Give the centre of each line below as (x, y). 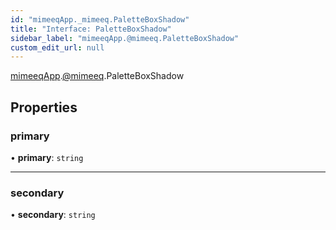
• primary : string (47, 157)
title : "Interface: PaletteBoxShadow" (91, 29)
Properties (44, 107)
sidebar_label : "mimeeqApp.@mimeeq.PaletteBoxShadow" (125, 38)
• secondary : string (53, 215)
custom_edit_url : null (57, 47)
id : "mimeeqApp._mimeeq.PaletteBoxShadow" (100, 19)
